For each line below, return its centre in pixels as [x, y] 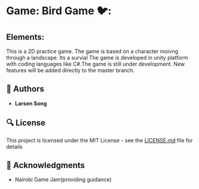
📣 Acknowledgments [46, 165]
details [14, 147]
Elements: [25, 37]
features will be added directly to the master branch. [71, 70]
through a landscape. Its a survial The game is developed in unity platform [97, 58]
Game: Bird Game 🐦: [59, 11]
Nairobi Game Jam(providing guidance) [63, 179]
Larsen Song [31, 103]
